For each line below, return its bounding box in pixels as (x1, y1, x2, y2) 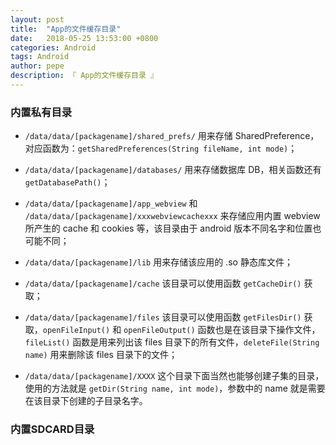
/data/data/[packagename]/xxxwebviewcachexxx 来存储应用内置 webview (24, 210, 321, 222)
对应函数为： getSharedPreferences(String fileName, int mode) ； (24, 142, 298, 155)
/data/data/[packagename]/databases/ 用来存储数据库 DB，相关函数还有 (24, 164, 322, 176)
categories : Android (10, 42, 97, 53)
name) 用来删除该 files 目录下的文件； (24, 349, 178, 361)
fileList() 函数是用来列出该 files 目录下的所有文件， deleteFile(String (24, 336, 320, 348)
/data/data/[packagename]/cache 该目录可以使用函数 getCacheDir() (24, 277, 302, 290)
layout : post (10, 14, 65, 25)
